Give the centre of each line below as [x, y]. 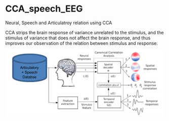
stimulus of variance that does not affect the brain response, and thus [78, 38]
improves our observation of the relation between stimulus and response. [82, 43]
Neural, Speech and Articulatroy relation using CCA [59, 23]
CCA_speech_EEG [44, 9]
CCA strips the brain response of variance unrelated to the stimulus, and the [85, 32]
